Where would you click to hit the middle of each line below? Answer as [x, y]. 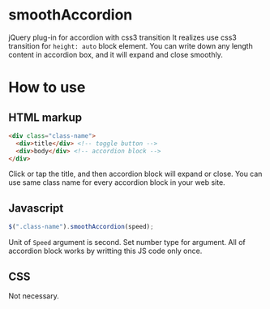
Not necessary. [34, 296]
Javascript [36, 208]
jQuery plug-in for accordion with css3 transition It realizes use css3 [122, 37]
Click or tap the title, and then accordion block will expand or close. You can [135, 174]
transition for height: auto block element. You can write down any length [131, 45]
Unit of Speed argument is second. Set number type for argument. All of [127, 242]
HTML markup [45, 117]
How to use [47, 88]
